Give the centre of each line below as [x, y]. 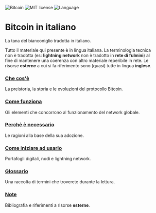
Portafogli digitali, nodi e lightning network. [48, 159]
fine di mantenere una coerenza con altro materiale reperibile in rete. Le [77, 60]
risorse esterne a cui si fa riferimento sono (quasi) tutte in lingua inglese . [78, 65]
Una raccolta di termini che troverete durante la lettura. [60, 182]
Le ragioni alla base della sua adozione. [44, 135]
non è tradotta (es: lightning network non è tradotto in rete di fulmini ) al [77, 55]
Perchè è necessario [30, 125]
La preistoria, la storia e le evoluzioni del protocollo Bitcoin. [64, 89]
